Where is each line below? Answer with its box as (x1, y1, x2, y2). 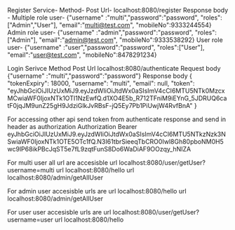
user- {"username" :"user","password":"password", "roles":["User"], (7, 43, 205, 51)
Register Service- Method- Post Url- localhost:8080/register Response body (7, 6, 229, 14)
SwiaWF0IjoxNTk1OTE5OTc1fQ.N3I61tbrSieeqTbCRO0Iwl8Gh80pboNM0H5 (7, 137, 224, 146)
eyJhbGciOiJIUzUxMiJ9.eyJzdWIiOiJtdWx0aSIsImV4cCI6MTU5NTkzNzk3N (7, 130, 227, 138)
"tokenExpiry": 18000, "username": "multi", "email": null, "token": (7, 79, 195, 87)
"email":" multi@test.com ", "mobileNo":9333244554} (59, 21, 212, 29)
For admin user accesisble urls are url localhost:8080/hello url (7, 187, 187, 195)
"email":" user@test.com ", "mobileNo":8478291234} (7, 50, 157, 59)
